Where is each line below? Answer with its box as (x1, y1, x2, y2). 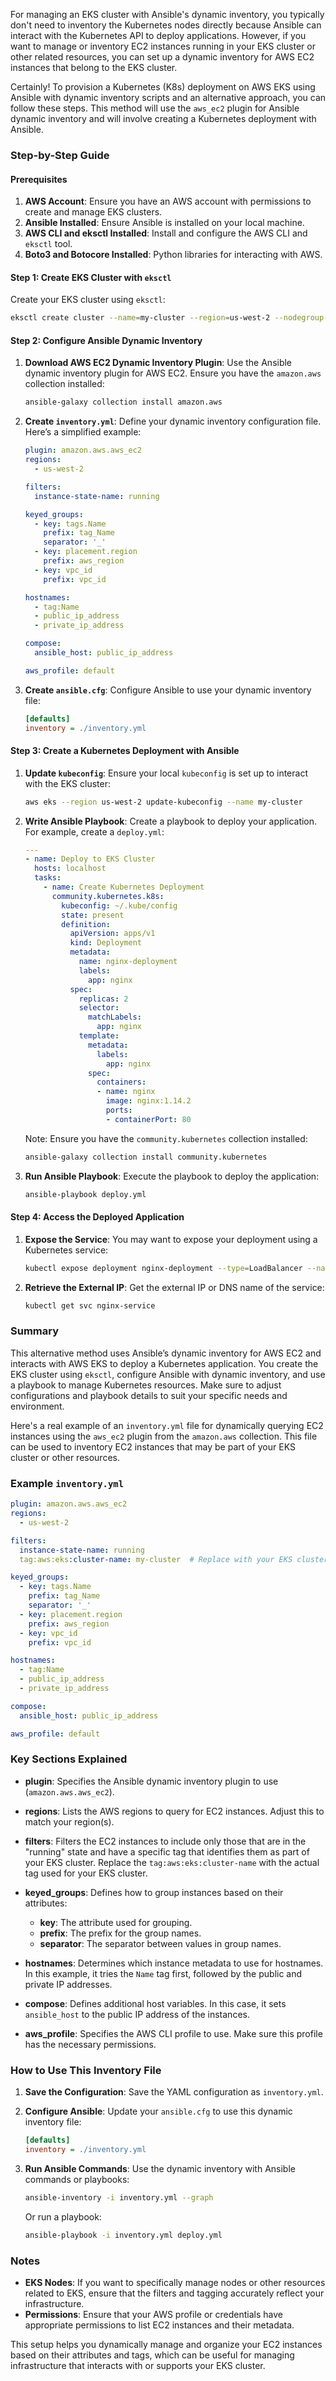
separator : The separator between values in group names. (39, 1937, 282, 1949)
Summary (10, 1324, 60, 1338)
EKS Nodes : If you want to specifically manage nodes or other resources (24, 2276, 326, 2288)
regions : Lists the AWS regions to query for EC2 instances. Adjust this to (24, 1805, 325, 1817)
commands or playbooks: (24, 2173, 130, 2185)
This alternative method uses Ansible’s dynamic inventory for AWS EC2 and (10, 1347, 322, 1359)
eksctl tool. (24, 238, 73, 250)
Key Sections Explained (10, 1752, 128, 1766)
